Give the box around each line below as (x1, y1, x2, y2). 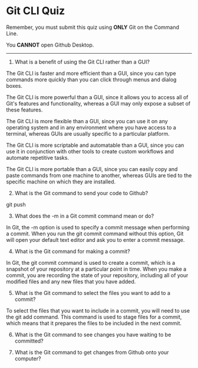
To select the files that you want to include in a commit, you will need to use (6, 307, 190, 314)
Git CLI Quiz (6, 4, 65, 18)
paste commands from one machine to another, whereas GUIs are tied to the (6, 172, 192, 179)
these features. (6, 106, 43, 113)
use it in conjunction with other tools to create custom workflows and (6, 147, 174, 155)
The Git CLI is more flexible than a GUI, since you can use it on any (6, 117, 168, 124)
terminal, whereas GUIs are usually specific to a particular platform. (6, 130, 170, 137)
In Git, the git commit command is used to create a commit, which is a (6, 259, 176, 266)
